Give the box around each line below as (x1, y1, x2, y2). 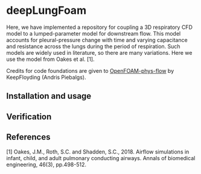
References (6, 132, 51, 142)
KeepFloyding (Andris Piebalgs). (6, 73, 86, 81)
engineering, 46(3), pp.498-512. (6, 161, 86, 168)
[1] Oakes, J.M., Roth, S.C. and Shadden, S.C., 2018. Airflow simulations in (6, 148, 190, 155)
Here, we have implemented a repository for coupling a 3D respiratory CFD (6, 23, 193, 31)
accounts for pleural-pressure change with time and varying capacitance (6, 36, 188, 43)
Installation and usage (6, 91, 92, 101)
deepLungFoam (6, 4, 86, 17)
